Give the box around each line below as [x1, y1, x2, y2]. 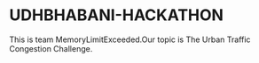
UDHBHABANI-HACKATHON [9, 5, 224, 25]
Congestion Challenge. [9, 43, 93, 53]
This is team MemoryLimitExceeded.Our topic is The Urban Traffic [9, 34, 251, 45]
